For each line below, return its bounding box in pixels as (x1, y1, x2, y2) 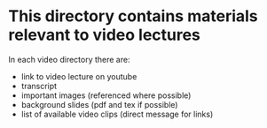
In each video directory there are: (8, 54, 130, 64)
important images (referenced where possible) (20, 90, 192, 101)
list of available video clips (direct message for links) (20, 109, 214, 119)
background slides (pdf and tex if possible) (20, 99, 178, 109)
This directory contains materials (8, 6, 258, 26)
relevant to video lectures (8, 25, 201, 45)
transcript (20, 80, 58, 91)
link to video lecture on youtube (20, 71, 137, 81)
